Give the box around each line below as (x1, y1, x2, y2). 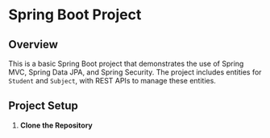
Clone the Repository (19, 120, 93, 130)
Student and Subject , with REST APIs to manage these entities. (8, 76, 216, 85)
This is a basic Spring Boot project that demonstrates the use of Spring (8, 59, 244, 68)
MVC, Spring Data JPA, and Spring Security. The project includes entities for (8, 67, 262, 77)
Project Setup (8, 99, 79, 113)
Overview (8, 38, 59, 51)
